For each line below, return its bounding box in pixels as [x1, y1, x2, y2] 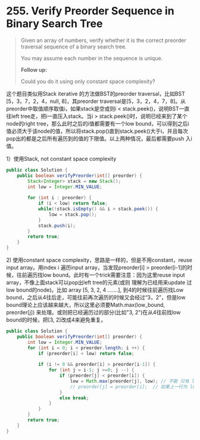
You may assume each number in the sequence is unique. [20, 54, 163, 62]
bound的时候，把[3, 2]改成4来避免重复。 [6, 316, 107, 323]
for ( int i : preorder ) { [27, 195, 92, 201]
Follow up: [20, 66, 48, 73]
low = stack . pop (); [48, 211, 97, 218]
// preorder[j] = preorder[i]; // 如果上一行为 [70, 384, 187, 390]
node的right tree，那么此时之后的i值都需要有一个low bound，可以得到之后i [6, 120, 189, 127]
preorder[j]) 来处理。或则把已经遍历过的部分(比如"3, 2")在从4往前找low [6, 309, 181, 316]
